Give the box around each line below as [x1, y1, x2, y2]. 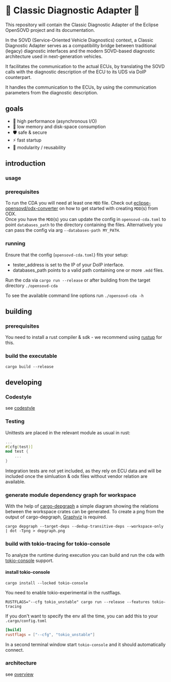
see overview [5, 671, 34, 677]
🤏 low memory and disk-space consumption [12, 123, 106, 130]
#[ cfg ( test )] [5, 444, 33, 449]
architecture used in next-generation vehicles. [5, 53, 103, 59]
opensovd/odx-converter [5, 205, 58, 212]
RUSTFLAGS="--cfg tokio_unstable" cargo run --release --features [5, 599, 150, 605]
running [5, 240, 26, 247]
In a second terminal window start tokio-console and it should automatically [5, 641, 166, 648]
